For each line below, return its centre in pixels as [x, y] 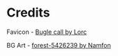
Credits [28, 13]
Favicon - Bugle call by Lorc [47, 32]
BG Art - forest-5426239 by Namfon [59, 45]
